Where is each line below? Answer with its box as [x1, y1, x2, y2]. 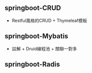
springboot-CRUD [4, 4, 61, 12]
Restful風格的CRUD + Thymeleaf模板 [11, 17, 88, 24]
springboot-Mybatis [4, 32, 69, 41]
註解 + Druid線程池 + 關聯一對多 [11, 46, 77, 51]
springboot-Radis [4, 60, 60, 69]
